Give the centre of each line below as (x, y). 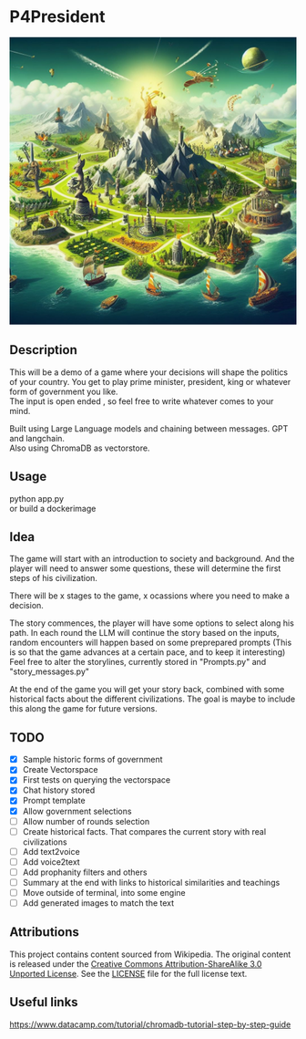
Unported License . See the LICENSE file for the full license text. (128, 973)
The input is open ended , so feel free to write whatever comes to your (142, 401)
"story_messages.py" (49, 671)
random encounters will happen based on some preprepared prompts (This (151, 643)
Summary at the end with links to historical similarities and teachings (151, 882)
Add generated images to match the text (98, 903)
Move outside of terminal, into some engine (104, 892)
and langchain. (37, 438)
